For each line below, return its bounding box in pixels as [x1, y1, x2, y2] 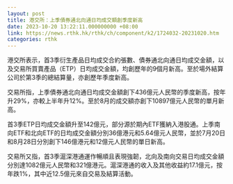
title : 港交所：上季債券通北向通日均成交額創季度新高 [7, 17, 143, 24]
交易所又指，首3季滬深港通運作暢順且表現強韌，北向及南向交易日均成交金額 [7, 152, 225, 160]
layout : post [7, 10, 45, 17]
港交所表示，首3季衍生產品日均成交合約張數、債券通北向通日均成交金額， [7, 56, 218, 65]
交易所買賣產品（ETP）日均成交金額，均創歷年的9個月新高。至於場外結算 [13, 65, 224, 73]
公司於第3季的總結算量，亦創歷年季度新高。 [7, 74, 134, 82]
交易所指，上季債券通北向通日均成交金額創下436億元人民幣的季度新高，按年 [7, 88, 226, 97]
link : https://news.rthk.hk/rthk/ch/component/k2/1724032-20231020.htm [7, 29, 219, 37]
